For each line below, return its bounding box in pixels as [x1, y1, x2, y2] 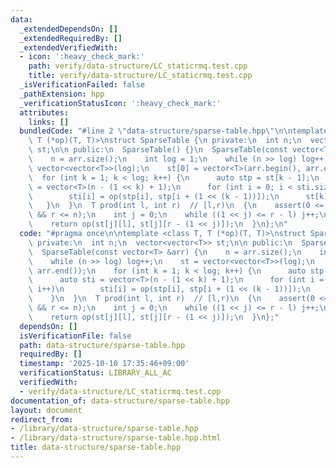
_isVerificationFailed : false [19, 80, 145, 90]
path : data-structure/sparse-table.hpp [19, 340, 186, 350]
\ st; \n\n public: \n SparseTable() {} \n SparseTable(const [28, 145, 288, 155]
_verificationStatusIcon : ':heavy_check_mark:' [19, 98, 222, 108]
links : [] [28, 117, 70, 127]
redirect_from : [10, 414, 74, 425]
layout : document [10, 405, 83, 415]
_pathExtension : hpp [19, 89, 105, 99]
